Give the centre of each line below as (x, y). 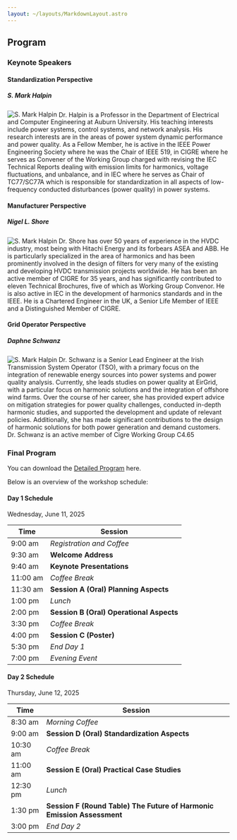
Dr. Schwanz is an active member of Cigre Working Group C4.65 (101, 435)
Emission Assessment (84, 815)
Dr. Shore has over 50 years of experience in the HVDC (139, 241)
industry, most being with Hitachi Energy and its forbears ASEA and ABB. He (118, 248)
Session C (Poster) (83, 635)
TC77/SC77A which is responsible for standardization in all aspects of (108, 182)
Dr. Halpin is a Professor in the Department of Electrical (139, 114)
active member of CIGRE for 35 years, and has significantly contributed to (115, 278)
